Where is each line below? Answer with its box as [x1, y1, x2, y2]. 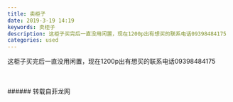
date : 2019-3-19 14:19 [7, 17, 75, 24]
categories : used [7, 37, 59, 44]
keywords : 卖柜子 [7, 23, 55, 30]
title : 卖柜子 [7, 10, 46, 18]
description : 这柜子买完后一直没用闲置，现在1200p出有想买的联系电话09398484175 [7, 30, 227, 38]
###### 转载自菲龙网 [7, 87, 71, 96]
